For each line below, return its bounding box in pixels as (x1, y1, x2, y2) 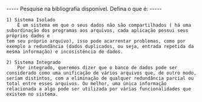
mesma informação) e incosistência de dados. (6, 49, 123, 55)
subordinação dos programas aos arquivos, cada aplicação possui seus (6, 27, 189, 33)
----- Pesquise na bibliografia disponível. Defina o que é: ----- (6, 5, 162, 12)
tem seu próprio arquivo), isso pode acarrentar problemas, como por (6, 38, 186, 44)
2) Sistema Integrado (6, 59, 61, 66)
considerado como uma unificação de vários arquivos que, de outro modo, (6, 70, 197, 76)
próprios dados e (6, 33, 50, 39)
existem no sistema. (6, 91, 59, 97)
